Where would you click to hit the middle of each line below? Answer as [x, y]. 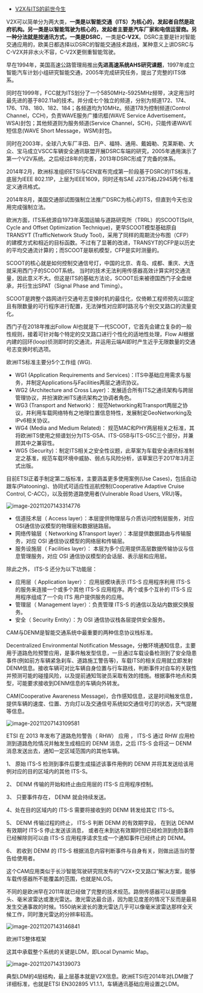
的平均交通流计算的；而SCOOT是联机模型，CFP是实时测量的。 [84, 250]
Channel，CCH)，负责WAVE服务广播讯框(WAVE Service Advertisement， [98, 116]
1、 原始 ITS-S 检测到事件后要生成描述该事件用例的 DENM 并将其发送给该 [98, 764]
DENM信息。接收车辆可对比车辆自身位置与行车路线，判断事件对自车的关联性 [101, 668]
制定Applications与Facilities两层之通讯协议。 [86, 382]
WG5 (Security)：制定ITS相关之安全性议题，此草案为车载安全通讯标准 [102, 451]
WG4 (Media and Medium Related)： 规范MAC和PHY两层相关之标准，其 [105, 428]
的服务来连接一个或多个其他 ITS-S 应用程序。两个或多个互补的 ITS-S [100, 589]
